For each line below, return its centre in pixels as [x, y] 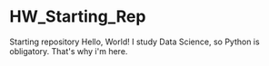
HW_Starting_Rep [78, 17]
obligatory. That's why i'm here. [69, 51]
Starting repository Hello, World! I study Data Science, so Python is [135, 42]
